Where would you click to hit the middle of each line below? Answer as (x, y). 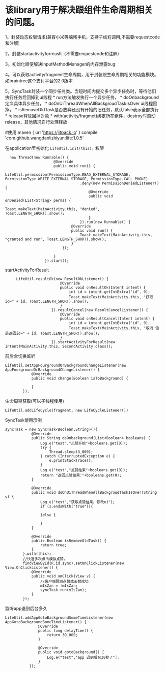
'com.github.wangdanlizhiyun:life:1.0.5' (44, 138)
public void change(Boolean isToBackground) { (80, 378)
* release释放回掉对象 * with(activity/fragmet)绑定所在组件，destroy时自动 (80, 116)
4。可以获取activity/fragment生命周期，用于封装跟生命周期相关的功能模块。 (82, 74)
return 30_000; (62, 635)
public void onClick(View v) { (63, 576)
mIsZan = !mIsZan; (59, 586)
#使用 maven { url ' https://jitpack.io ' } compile (51, 132)
